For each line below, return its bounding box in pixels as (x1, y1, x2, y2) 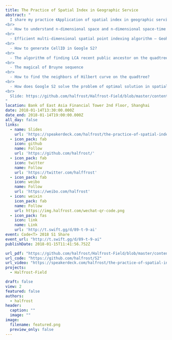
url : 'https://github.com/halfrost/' (14, 151, 95, 156)
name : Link (14, 222, 38, 228)
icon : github (14, 141, 42, 146)
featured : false (5, 289, 40, 294)
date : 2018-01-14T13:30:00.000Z (5, 108, 74, 113)
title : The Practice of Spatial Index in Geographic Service (5, 7, 139, 13)
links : (5, 122, 19, 127)
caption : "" (10, 308, 36, 313)
